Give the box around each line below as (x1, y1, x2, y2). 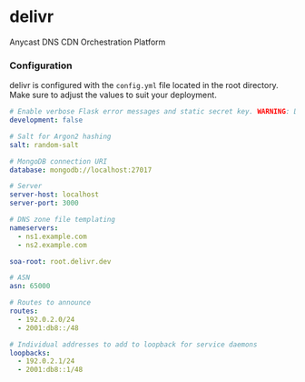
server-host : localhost (9, 190, 100, 199)
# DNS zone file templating (9, 216, 116, 225)
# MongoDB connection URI (9, 156, 107, 166)
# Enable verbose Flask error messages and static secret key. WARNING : (9, 107, 290, 116)
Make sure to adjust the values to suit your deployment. (9, 89, 218, 101)
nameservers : (9, 223, 59, 233)
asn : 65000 (9, 282, 51, 291)
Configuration (9, 59, 73, 72)
